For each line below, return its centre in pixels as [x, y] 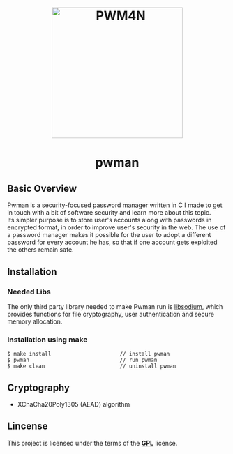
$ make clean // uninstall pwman [92, 366]
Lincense [28, 426]
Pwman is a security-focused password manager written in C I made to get [115, 205]
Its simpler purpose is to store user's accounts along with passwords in [110, 220]
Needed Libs [29, 292]
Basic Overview [42, 188]
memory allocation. [35, 321]
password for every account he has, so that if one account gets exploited [112, 242]
